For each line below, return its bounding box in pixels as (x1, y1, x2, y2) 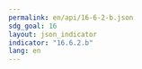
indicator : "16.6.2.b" (8, 38, 93, 47)
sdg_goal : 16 (8, 22, 58, 30)
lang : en (8, 47, 41, 56)
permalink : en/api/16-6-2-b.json (8, 13, 134, 22)
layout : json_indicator (8, 30, 98, 39)
